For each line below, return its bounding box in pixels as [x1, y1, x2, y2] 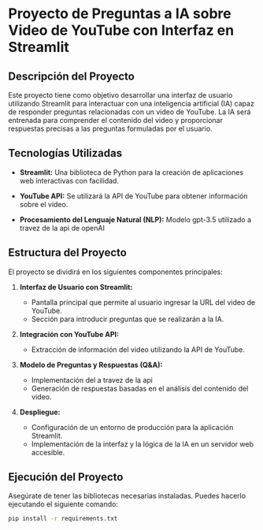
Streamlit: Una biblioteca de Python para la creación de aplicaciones [19, 167, 244, 177]
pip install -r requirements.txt [8, 515, 118, 523]
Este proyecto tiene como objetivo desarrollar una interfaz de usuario [8, 91, 233, 99]
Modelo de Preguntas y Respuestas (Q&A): [19, 360, 163, 369]
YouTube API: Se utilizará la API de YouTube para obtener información [19, 191, 248, 201]
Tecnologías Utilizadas [8, 146, 123, 160]
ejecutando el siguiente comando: [8, 499, 118, 509]
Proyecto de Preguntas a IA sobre [8, 5, 232, 23]
